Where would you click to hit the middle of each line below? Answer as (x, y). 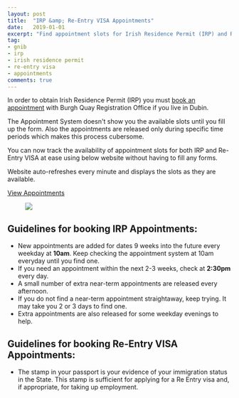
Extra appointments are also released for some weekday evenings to (118, 314)
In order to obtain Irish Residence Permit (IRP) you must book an (101, 100)
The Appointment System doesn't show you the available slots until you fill (116, 122)
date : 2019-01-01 (36, 27)
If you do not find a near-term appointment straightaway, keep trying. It (122, 298)
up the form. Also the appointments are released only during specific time (116, 129)
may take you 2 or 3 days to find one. (72, 306)
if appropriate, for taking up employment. (78, 387)
